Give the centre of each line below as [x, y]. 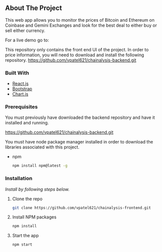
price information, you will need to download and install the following [75, 55]
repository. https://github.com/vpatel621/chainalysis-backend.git [71, 60]
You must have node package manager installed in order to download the [79, 142]
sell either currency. [25, 30]
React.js [20, 84]
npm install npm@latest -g [40, 166]
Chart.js [20, 94]
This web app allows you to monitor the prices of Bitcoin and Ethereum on [80, 20]
